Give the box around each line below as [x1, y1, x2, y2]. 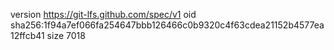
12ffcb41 [10, 30, 45, 41]
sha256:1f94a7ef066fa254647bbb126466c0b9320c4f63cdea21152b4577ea [10, 19, 325, 31]
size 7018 [46, 30, 86, 41]
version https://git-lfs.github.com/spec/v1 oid [10, 9, 197, 20]
